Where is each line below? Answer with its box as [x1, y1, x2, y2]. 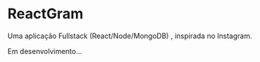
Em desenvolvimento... [7, 46, 83, 56]
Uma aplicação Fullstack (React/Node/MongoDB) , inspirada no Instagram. [7, 31, 253, 41]
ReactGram [7, 5, 84, 23]
